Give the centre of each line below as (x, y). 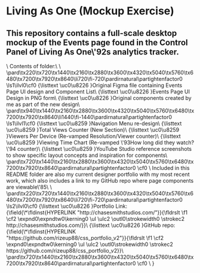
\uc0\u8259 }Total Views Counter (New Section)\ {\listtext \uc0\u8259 (93, 130)
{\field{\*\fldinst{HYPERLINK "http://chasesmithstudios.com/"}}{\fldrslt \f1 (97, 213)
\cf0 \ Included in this (163, 168)
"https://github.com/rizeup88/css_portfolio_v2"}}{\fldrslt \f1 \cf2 (85, 238)
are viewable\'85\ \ (29, 187)
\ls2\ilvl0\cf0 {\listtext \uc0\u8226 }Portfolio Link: (67, 206)
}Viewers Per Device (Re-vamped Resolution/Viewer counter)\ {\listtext (93, 136)
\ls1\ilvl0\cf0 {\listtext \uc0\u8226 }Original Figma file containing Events (94, 85)
